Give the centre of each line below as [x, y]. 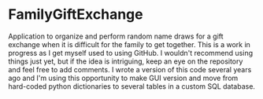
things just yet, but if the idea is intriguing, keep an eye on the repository [126, 61]
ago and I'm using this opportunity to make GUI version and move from [123, 78]
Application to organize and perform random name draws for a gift [116, 36]
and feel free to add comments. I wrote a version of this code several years [130, 69]
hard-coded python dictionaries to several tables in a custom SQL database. [132, 86]
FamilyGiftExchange [76, 15]
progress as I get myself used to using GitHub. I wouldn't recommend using [131, 53]
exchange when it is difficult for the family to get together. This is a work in [129, 44]
